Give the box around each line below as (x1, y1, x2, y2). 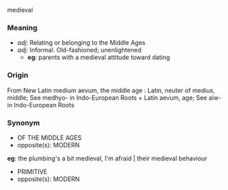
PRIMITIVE (17, 167, 48, 176)
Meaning (7, 23, 38, 32)
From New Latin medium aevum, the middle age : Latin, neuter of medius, (7, 86, 216, 94)
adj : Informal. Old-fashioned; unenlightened (17, 46, 142, 54)
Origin (7, 70, 29, 80)
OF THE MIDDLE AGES (17, 134, 82, 142)
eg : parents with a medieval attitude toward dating (27, 53, 170, 61)
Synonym (7, 118, 40, 127)
